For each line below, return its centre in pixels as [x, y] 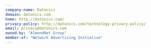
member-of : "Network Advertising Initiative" [54, 38]
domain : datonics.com [28, 14]
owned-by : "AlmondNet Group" [36, 33]
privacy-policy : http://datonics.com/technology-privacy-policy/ [75, 24]
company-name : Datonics [30, 10]
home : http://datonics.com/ [35, 19]
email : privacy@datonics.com [36, 28]
